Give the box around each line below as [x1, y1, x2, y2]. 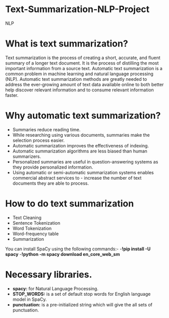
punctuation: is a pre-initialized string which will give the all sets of [12, 301, 153, 307]
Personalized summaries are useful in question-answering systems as [12, 158, 158, 165]
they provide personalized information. [12, 164, 93, 170]
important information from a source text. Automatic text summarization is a [5, 65, 163, 71]
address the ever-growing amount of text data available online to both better [5, 81, 164, 87]
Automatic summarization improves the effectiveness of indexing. [12, 142, 149, 148]
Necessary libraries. [5, 269, 92, 280]
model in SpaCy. [12, 296, 47, 302]
